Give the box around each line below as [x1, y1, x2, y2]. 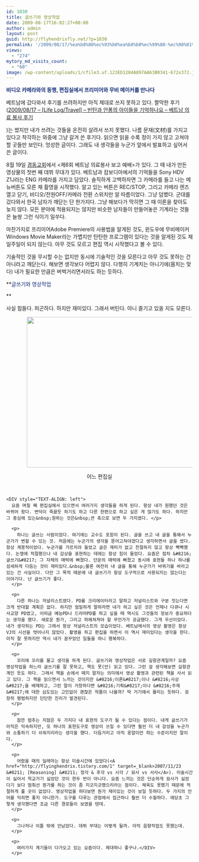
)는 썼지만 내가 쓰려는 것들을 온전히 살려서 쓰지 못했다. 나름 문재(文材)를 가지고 [6, 126, 188, 133]
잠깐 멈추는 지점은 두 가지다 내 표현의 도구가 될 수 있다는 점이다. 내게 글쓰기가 [17, 717, 188, 724]
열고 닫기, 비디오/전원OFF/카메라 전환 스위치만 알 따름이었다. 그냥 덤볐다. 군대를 [6, 191, 191, 198]
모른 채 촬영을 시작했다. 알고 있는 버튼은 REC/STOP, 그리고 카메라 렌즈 [26, 183, 190, 190]
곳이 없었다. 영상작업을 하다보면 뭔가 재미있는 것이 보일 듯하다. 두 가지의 [27, 788, 185, 795]
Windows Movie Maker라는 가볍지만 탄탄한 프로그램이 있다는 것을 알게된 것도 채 [6, 233, 193, 240]
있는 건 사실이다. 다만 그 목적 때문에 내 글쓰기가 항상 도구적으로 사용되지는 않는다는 [6, 570, 187, 576]
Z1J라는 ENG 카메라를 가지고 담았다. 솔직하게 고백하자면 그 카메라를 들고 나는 [6, 176, 185, 183]
